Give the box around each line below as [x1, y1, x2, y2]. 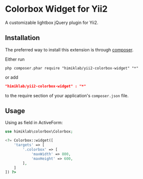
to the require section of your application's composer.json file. [5, 92, 129, 98]
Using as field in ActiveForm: [5, 120, 63, 126]
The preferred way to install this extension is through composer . [5, 46, 134, 52]
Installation [5, 34, 40, 42]
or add [5, 74, 19, 80]
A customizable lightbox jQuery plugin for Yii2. [5, 20, 99, 25]
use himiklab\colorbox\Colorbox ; [5, 129, 73, 134]
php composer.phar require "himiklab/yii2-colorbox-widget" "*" [5, 66, 139, 70]
